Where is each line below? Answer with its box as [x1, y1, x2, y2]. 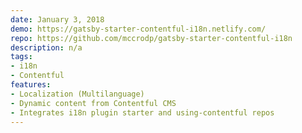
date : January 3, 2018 [10, 14, 105, 25]
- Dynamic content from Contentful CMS [10, 98, 177, 108]
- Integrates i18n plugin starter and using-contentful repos [10, 107, 275, 118]
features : [10, 80, 52, 90]
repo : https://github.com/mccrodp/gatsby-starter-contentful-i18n [10, 33, 293, 43]
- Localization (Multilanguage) [10, 89, 145, 99]
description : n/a [10, 42, 83, 53]
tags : [10, 52, 33, 62]
